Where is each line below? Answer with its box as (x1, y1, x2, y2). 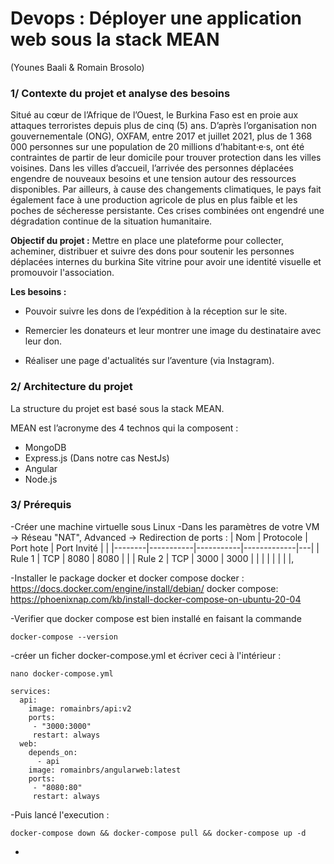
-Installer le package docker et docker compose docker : (10, 572, 245, 584)
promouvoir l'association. (10, 267, 115, 279)
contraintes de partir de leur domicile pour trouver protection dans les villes (10, 152, 322, 164)
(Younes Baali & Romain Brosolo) (10, 61, 145, 73)
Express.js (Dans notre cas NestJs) (24, 452, 170, 464)
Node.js (24, 473, 58, 485)
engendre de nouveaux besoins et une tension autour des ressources (10, 173, 297, 185)
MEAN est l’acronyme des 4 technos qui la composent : (10, 422, 239, 434)
